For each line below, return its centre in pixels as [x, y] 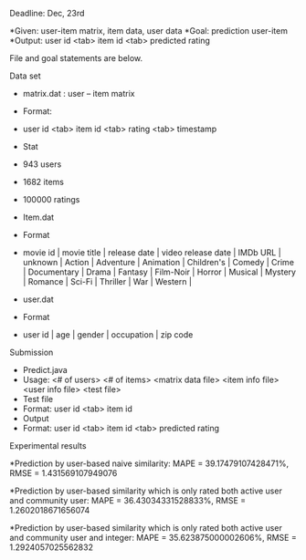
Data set [25, 76]
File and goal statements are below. [76, 58]
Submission [32, 352]
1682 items [43, 182]
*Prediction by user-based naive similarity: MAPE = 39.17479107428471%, [149, 463]
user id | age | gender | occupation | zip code [108, 335]
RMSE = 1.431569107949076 [63, 473]
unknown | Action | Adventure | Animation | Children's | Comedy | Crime [158, 262]
